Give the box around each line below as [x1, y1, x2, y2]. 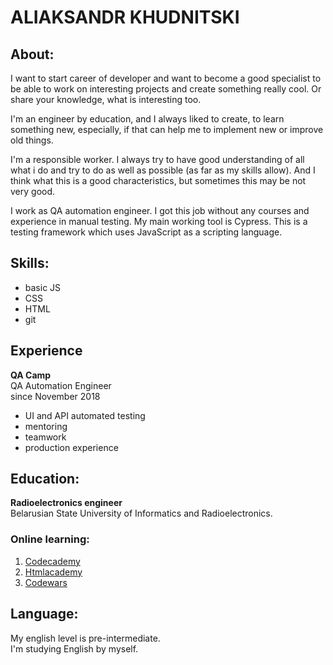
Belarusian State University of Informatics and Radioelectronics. [10, 507, 273, 520]
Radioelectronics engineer [10, 497, 123, 509]
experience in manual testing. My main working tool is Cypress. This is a [10, 216, 308, 227]
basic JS [24, 281, 62, 293]
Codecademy [24, 555, 81, 567]
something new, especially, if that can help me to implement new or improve [10, 124, 324, 135]
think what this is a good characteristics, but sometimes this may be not [10, 175, 307, 186]
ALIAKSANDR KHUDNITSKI [10, 6, 240, 29]
